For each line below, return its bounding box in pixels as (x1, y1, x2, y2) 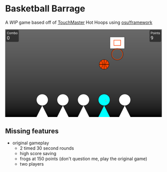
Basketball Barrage (5, 3, 85, 14)
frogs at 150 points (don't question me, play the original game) (19, 156, 148, 162)
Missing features (5, 127, 59, 135)
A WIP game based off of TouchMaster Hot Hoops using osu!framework (5, 19, 153, 25)
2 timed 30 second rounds (19, 145, 75, 151)
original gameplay (12, 140, 49, 146)
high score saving (19, 151, 57, 157)
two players (19, 161, 44, 167)
